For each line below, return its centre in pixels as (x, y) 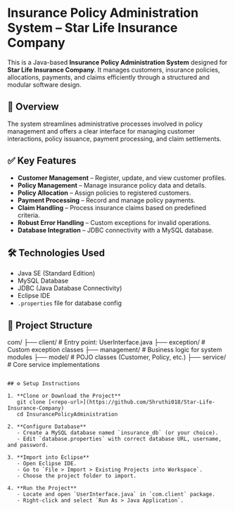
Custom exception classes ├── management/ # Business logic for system (115, 350)
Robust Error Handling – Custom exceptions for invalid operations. (114, 222)
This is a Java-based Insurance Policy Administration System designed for (118, 62)
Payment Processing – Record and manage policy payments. (106, 200)
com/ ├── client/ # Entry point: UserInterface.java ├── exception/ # (106, 342)
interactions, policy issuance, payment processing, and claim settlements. (114, 138)
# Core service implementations (53, 365)
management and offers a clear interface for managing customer (101, 131)
